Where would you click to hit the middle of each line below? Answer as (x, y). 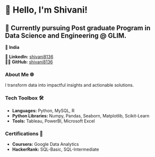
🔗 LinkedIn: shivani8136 (29, 57)
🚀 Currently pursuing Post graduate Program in (78, 28)
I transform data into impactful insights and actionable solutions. (69, 85)
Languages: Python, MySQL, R (43, 110)
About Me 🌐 (19, 74)
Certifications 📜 (24, 134)
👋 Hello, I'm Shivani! (46, 10)
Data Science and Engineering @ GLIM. (66, 35)
